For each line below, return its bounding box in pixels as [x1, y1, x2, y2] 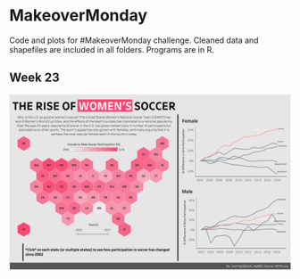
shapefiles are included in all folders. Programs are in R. [9, 44, 214, 54]
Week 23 [9, 70, 60, 86]
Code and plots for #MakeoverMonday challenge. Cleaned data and [9, 35, 259, 45]
